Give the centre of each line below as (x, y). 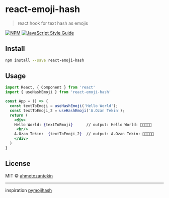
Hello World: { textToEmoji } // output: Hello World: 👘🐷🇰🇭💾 (83, 125)
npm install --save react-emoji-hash (45, 60)
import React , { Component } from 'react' (50, 87)
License (18, 164)
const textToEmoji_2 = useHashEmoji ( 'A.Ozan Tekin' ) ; (67, 111)
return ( (19, 115)
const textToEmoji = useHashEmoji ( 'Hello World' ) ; (64, 106)
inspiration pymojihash (29, 190)
